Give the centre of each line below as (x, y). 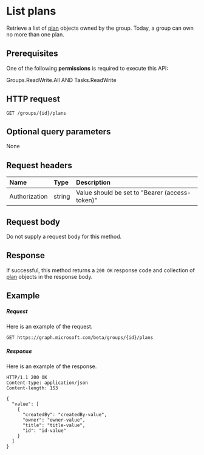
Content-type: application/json (47, 383)
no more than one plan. (36, 34)
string (62, 197)
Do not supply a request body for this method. (64, 236)
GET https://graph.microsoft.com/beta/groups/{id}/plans (80, 338)
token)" (87, 200)
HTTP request (33, 99)
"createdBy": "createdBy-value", (65, 415)
